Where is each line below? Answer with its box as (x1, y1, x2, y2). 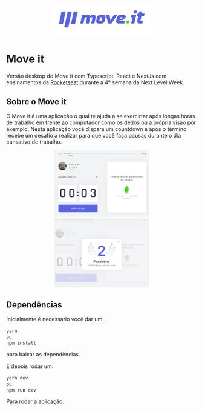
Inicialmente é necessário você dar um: (6, 316, 105, 323)
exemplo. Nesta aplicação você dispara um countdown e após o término (6, 125, 187, 132)
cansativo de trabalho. (6, 138, 62, 145)
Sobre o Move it (6, 96, 67, 107)
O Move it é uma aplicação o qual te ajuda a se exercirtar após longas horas (6, 112, 195, 119)
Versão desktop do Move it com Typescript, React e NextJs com (6, 72, 167, 80)
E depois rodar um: (6, 363, 54, 370)
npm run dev (6, 387, 36, 393)
